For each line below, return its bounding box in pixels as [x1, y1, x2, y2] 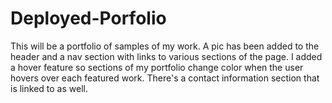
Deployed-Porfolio [10, 7, 167, 30]
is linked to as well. [10, 82, 88, 94]
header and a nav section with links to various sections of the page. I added [10, 50, 323, 62]
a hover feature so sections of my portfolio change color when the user [10, 61, 304, 73]
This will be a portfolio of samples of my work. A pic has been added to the [10, 40, 320, 52]
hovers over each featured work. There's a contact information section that [10, 72, 320, 84]
